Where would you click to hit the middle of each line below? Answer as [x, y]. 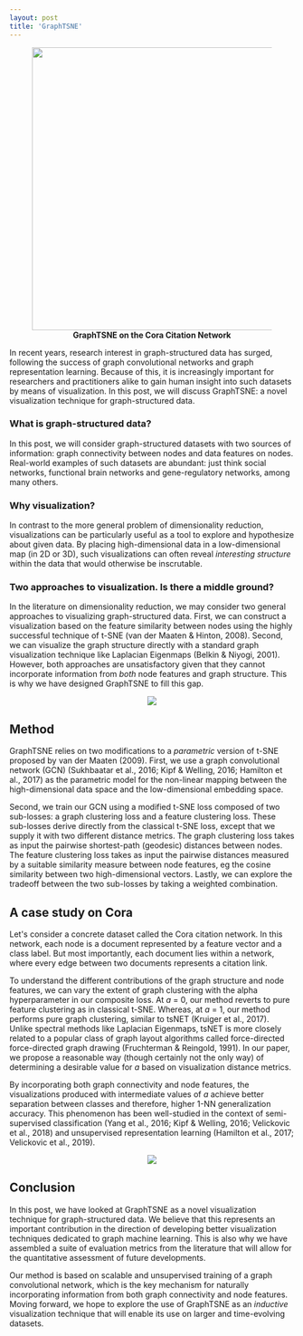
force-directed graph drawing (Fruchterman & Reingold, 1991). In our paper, [150, 1048]
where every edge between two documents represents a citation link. [139, 963]
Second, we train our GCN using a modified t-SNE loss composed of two [145, 807]
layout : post [34, 18]
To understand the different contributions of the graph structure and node [147, 981]
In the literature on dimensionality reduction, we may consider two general [148, 606]
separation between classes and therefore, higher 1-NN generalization [140, 1104]
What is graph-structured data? [80, 424]
